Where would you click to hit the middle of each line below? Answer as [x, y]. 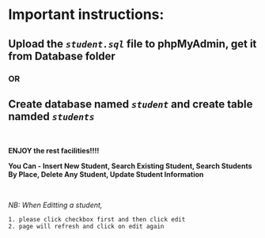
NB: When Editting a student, [55, 205]
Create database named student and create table [131, 104]
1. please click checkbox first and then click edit [97, 220]
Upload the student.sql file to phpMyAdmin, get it [132, 44]
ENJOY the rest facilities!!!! [54, 151]
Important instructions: [86, 15]
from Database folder [62, 56]
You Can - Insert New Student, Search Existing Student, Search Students [130, 166]
